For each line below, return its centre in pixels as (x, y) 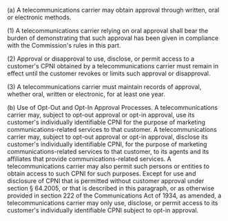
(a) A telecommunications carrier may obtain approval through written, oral (113, 10)
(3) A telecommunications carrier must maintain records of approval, (104, 87)
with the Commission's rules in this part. (64, 45)
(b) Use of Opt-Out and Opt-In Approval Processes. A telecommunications (113, 107)
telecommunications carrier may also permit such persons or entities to (108, 166)
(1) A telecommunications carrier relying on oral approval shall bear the (108, 31)
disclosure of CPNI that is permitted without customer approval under (106, 181)
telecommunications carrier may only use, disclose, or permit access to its (113, 203)
